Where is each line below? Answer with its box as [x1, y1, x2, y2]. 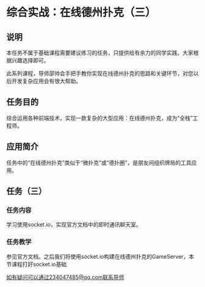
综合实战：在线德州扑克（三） [6, 5, 157, 20]
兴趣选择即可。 [11, 57, 49, 64]
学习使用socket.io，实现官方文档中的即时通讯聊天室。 [6, 221, 142, 228]
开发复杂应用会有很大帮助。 [11, 78, 81, 84]
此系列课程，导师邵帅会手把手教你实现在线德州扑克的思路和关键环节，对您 [6, 70, 193, 77]
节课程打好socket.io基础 [6, 260, 67, 267]
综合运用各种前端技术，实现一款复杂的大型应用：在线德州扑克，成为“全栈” [6, 114, 193, 122]
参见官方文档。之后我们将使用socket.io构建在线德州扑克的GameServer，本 [6, 253, 195, 260]
